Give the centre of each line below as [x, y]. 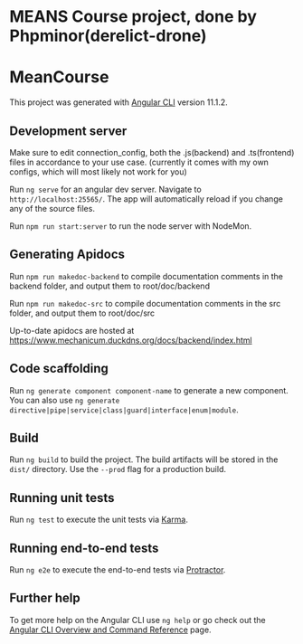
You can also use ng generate [65, 400]
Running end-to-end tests [84, 548]
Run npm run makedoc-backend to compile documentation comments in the [146, 276]
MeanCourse [59, 77]
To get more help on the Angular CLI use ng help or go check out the [137, 620]
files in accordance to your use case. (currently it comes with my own [139, 162]
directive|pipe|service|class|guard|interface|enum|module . [124, 410]
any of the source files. [52, 208]
